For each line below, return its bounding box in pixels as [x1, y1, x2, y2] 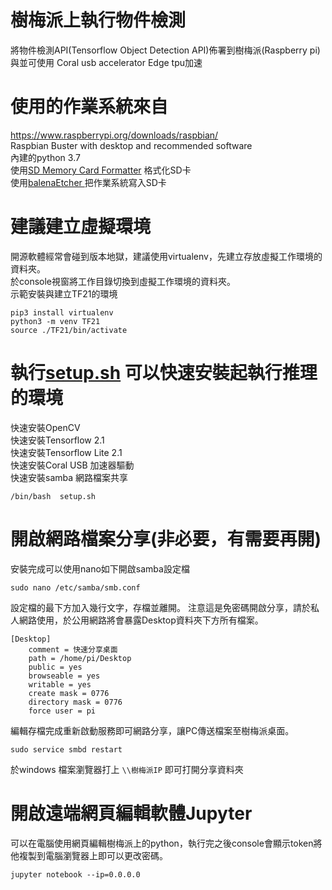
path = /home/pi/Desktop [28, 653, 132, 663]
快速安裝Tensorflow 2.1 [10, 434, 105, 446]
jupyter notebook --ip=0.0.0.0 [10, 869, 141, 880]
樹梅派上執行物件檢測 [10, 9, 187, 32]
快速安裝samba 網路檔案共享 [10, 471, 129, 483]
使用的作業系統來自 [10, 96, 169, 118]
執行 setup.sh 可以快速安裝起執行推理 [10, 362, 318, 384]
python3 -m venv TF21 [10, 316, 101, 326]
